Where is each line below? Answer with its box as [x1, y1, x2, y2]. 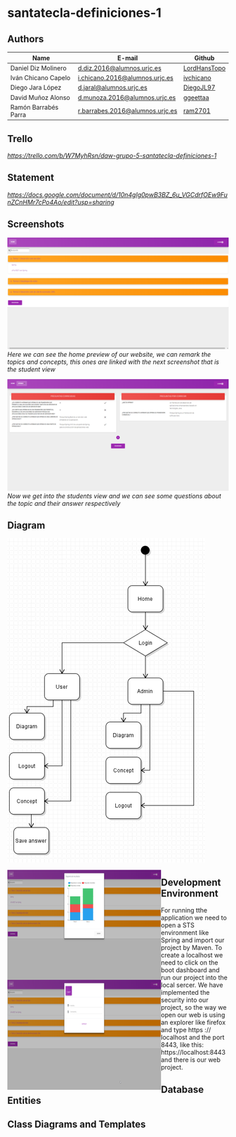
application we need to [161, 913, 227, 922]
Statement [7, 172, 55, 184]
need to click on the [161, 958, 218, 967]
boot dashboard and [161, 966, 220, 974]
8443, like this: [161, 1041, 204, 1049]
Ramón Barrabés [10, 103, 59, 111]
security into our [161, 996, 209, 1004]
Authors [7, 33, 44, 45]
